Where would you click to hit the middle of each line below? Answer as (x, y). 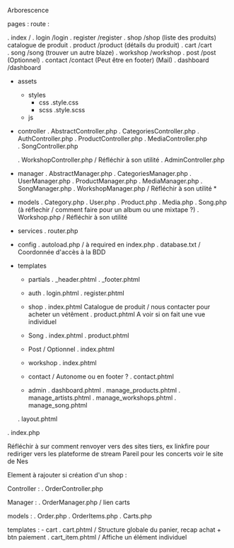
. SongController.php (48, 146)
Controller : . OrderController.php (55, 489)
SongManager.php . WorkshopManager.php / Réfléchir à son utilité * (117, 189)
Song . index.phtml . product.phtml (78, 335)
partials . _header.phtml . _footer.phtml (84, 279)
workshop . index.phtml (62, 363)
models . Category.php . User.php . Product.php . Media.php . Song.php (122, 202)
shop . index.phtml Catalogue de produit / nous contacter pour (119, 307)
